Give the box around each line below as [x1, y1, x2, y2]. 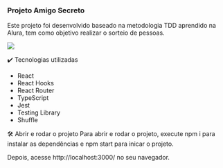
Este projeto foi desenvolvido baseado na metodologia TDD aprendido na [7, 22, 217, 30]
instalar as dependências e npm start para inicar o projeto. [7, 140, 175, 148]
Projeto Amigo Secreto [7, 6, 85, 15]
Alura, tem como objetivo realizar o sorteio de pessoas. [7, 28, 165, 37]
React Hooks [17, 79, 54, 87]
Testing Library [17, 108, 61, 117]
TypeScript [17, 94, 49, 102]
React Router [17, 86, 55, 95]
